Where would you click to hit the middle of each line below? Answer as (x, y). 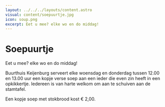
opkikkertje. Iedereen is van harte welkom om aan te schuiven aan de (78, 84)
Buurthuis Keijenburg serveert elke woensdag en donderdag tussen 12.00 (82, 73)
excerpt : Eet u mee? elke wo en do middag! (52, 24)
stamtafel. (16, 89)
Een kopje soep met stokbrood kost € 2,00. (50, 99)
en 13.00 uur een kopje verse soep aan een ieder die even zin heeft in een (83, 79)
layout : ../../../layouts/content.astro (49, 10)
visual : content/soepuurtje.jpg (39, 15)
